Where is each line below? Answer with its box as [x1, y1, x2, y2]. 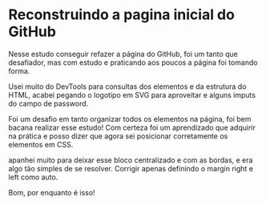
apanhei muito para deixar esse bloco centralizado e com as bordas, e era [8, 155, 253, 165]
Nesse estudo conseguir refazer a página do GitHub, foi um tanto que [8, 49, 239, 58]
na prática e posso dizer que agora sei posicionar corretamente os [8, 131, 228, 141]
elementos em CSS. [8, 139, 74, 149]
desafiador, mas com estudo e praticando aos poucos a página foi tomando [8, 58, 258, 67]
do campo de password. [8, 98, 89, 108]
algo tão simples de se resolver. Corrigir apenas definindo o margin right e [8, 163, 254, 173]
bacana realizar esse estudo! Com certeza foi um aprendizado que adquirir [8, 123, 256, 132]
